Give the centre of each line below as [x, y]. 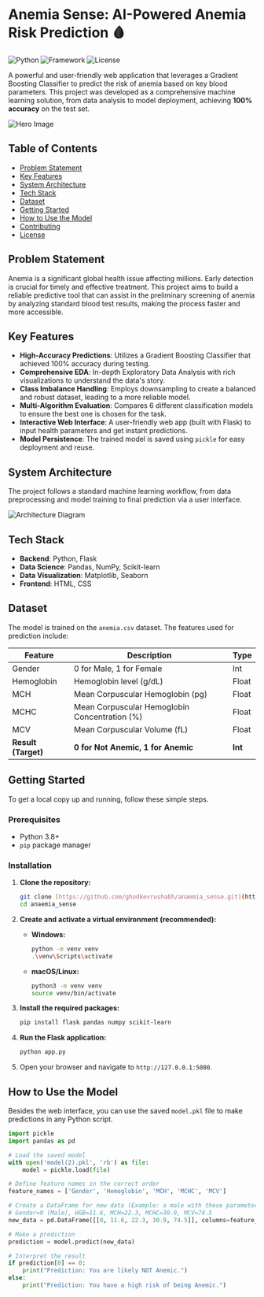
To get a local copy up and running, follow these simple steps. [108, 799]
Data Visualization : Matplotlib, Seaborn [84, 575]
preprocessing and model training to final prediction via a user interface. [125, 500]
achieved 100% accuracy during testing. [85, 364]
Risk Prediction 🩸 [67, 33]
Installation [30, 865]
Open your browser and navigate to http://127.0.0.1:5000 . [115, 1067]
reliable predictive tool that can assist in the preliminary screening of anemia [132, 295]
